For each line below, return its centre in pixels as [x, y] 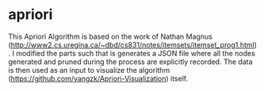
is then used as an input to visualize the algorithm [89, 70]
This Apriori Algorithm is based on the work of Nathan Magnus [110, 36]
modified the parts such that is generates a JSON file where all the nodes [135, 53]
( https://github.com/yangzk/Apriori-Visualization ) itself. [98, 78]
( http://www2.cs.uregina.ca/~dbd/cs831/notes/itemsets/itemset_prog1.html [132, 44]
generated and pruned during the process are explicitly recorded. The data [130, 62]
